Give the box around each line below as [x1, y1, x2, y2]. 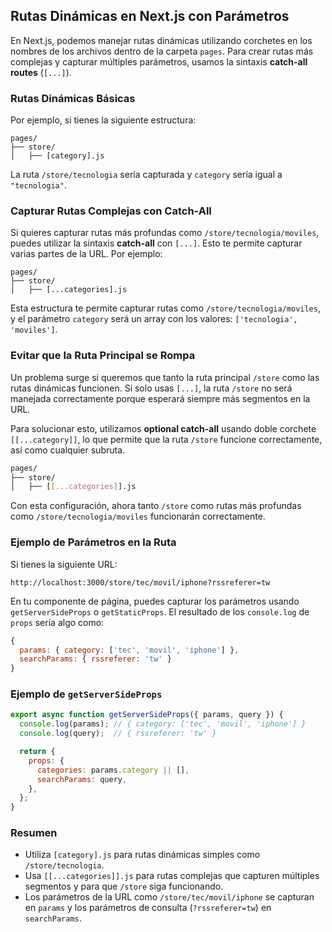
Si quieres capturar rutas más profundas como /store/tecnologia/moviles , [10, 227, 320, 239]
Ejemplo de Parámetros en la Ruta [10, 535, 177, 549]
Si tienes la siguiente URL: [10, 558, 118, 570]
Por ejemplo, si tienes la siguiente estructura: [10, 114, 197, 126]
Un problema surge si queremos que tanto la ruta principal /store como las [10, 371, 320, 383]
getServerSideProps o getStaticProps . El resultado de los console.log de [10, 605, 310, 618]
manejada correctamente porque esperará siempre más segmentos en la [10, 392, 311, 404]
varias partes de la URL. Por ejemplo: [10, 248, 163, 260]
